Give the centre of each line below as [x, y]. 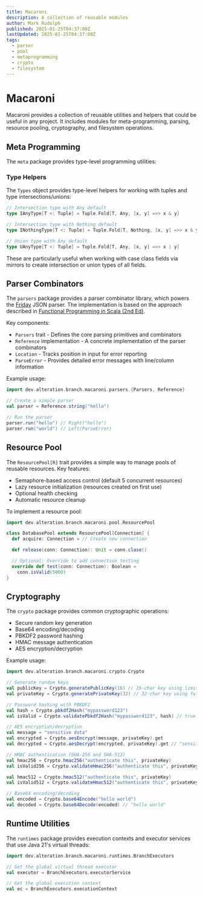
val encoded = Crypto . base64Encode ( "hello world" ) [71, 799]
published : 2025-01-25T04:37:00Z [48, 29]
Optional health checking [46, 493]
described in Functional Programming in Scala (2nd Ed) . [76, 311]
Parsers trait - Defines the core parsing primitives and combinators [98, 335]
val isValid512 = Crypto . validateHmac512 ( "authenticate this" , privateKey [102, 782]
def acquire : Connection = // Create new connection [79, 539]
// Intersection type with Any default [56, 208]
